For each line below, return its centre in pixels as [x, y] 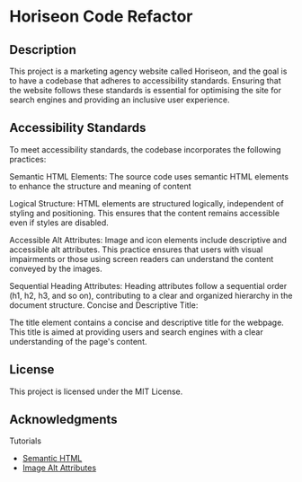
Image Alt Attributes [59, 468]
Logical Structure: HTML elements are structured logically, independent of [147, 203]
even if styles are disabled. [59, 223]
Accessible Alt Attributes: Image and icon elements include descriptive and [148, 240]
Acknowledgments [64, 420]
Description [43, 50]
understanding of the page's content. [78, 341]
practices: [28, 159]
